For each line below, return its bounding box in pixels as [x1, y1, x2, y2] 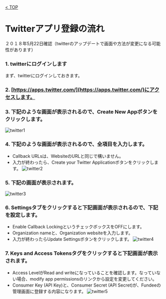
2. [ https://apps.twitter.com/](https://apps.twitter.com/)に [5, 87, 150, 94]
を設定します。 [5, 211, 41, 218]
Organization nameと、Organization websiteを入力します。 [12, 230, 133, 236]
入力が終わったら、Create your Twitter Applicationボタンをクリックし [12, 159, 155, 165]
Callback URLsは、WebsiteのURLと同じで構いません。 [12, 153, 124, 159]
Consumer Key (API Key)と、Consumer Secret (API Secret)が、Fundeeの [12, 282, 161, 288]
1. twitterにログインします [5, 60, 67, 67]
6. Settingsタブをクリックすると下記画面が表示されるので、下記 [5, 204, 159, 211]
